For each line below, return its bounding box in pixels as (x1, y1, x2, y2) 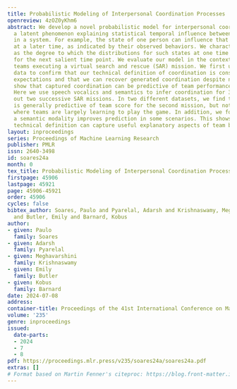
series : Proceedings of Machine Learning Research (7, 135, 159, 142)
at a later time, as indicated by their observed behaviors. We (13, 43, 207, 50)
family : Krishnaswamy (13, 259, 78, 266)
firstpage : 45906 (7, 174, 59, 181)
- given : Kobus (7, 279, 52, 286)
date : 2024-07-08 (7, 292, 59, 300)
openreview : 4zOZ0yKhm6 (7, 17, 78, 24)
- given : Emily (7, 266, 52, 273)
